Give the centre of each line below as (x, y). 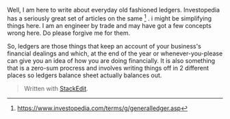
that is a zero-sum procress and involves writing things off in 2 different (108, 68)
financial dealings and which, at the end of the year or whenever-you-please (115, 53)
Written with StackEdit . (56, 88)
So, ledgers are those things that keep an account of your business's (104, 46)
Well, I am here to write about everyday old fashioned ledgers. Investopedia (114, 10)
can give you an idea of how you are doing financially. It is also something (111, 60)
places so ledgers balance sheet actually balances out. (85, 75)
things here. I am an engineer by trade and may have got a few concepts (110, 25)
